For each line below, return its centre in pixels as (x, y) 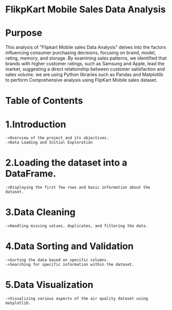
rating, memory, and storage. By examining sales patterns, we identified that (86, 58)
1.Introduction (36, 124)
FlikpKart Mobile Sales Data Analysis (85, 10)
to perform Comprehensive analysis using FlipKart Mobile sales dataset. (81, 80)
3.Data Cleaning (41, 212)
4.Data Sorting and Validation (70, 247)
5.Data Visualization (49, 285)
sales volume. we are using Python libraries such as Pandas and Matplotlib (84, 75)
